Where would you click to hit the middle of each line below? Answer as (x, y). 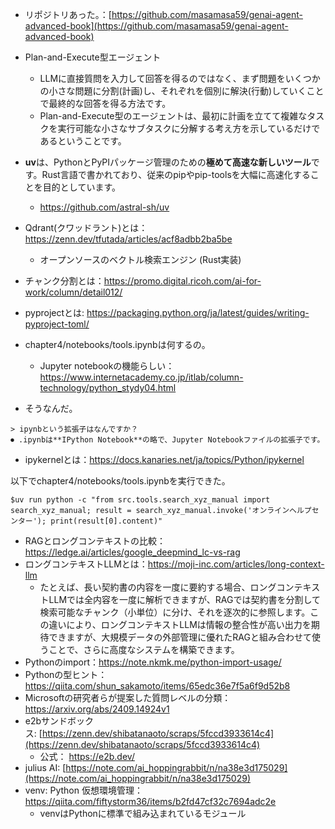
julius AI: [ (45, 767)
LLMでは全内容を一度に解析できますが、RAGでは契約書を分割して (185, 599)
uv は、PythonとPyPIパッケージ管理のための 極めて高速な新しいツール (168, 162)
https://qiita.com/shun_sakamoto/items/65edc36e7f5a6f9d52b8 (157, 686)
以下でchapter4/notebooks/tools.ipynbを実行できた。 (120, 481)
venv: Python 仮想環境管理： (83, 790)
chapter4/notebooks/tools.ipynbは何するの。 (117, 344)
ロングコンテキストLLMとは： (86, 564)
